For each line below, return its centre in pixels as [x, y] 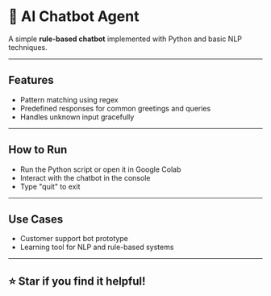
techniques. [28, 47]
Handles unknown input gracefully [77, 117]
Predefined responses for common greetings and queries [115, 108]
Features [31, 80]
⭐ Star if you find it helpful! [77, 281]
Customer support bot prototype [74, 239]
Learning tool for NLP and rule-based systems [97, 247]
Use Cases [36, 219]
